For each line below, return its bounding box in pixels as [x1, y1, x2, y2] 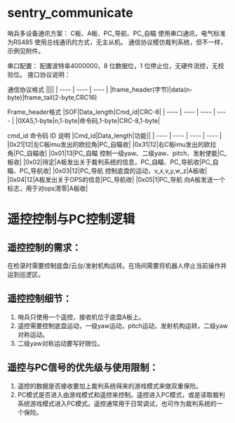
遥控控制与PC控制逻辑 [7, 211, 135, 228]
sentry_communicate [7, 5, 133, 21]
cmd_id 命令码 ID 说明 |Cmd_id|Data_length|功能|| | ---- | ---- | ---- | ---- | [7, 131, 222, 140]
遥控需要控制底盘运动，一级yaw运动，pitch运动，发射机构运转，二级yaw [17, 321, 228, 330]
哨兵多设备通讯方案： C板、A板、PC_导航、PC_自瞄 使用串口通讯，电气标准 [7, 29, 226, 37]
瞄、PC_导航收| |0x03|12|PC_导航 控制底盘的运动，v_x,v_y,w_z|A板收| [7, 167, 208, 175]
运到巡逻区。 [7, 270, 44, 278]
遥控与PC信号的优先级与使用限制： [7, 362, 159, 374]
